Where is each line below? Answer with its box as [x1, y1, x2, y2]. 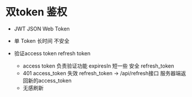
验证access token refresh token [14, 49, 90, 56]
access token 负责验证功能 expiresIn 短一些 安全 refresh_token [22, 62, 174, 69]
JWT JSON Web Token [14, 25, 70, 32]
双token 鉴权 [5, 5, 68, 19]
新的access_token [28, 77, 72, 84]
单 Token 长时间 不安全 [14, 37, 70, 44]
